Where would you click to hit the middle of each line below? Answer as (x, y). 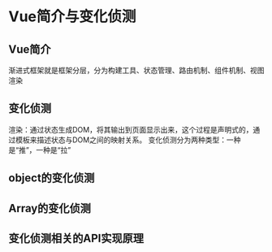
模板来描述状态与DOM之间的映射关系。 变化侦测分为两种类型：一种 (128, 140)
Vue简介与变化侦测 (72, 17)
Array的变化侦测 (50, 208)
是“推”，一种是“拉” (40, 150)
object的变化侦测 (52, 178)
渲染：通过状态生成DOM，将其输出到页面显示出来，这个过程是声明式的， (131, 129)
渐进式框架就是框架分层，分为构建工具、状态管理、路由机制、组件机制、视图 (136, 70)
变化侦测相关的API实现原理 (76, 238)
